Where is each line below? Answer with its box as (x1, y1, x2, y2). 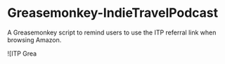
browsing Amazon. (7, 35, 62, 44)
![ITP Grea (7, 49, 37, 58)
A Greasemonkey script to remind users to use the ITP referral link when (7, 28, 217, 37)
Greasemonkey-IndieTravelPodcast (7, 5, 219, 21)
